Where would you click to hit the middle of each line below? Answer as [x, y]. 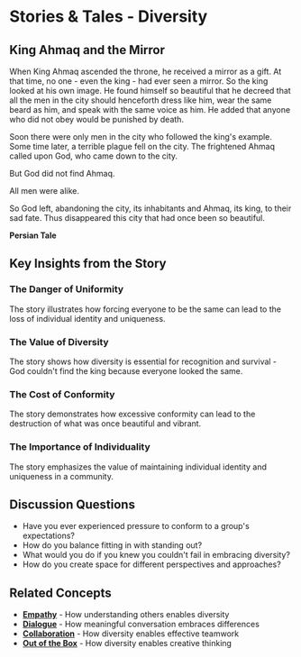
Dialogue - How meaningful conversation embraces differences [141, 625]
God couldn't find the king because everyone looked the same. [126, 370]
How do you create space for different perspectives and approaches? [151, 564]
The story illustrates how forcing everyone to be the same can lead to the [146, 309]
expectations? [48, 536]
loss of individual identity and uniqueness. [87, 318]
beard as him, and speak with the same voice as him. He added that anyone [150, 109]
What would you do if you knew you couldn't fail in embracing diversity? [156, 555]
